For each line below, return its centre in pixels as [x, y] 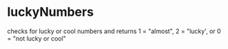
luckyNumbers [51, 12]
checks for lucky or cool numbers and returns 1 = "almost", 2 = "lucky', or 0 [114, 31]
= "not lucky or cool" [37, 38]
